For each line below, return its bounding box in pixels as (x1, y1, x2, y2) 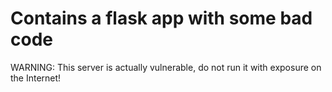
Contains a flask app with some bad (10, 7, 313, 30)
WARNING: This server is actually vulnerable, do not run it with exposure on (10, 61, 322, 73)
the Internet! (10, 72, 62, 84)
